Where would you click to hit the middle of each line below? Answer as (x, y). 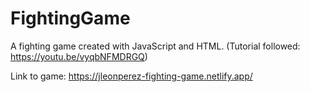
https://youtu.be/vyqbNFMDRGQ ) (79, 56)
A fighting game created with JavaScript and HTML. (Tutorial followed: (155, 46)
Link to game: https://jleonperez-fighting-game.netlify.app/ (131, 76)
